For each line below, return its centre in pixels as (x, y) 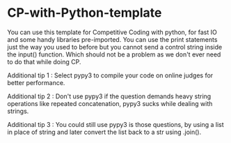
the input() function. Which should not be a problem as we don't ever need (114, 54)
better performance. (36, 82)
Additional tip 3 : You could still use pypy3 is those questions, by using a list (115, 124)
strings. (18, 111)
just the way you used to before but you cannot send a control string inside (115, 47)
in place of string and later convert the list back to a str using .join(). (104, 132)
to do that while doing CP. (44, 61)
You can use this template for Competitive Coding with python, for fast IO (112, 32)
